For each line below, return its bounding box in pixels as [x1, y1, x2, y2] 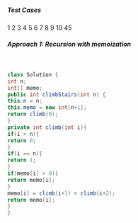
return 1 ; [7, 156, 37, 164]
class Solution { [7, 71, 59, 78]
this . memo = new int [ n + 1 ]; [7, 104, 87, 111]
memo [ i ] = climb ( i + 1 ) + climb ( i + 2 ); [7, 190, 115, 197]
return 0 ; [7, 137, 37, 144]
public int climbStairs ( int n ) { [7, 91, 106, 98]
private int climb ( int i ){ [7, 124, 87, 131]
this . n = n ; [7, 98, 42, 105]
